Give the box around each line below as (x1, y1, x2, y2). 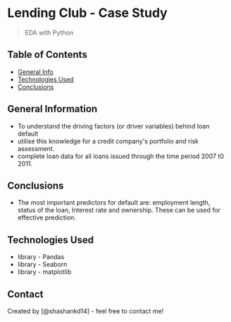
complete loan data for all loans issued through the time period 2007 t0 (17, 152, 224, 160)
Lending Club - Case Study (7, 5, 168, 21)
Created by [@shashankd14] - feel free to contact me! (7, 307, 164, 315)
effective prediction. (17, 213, 76, 222)
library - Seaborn (17, 260, 68, 269)
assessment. (17, 144, 55, 153)
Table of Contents (7, 49, 88, 61)
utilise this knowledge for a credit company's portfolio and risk (17, 136, 199, 145)
